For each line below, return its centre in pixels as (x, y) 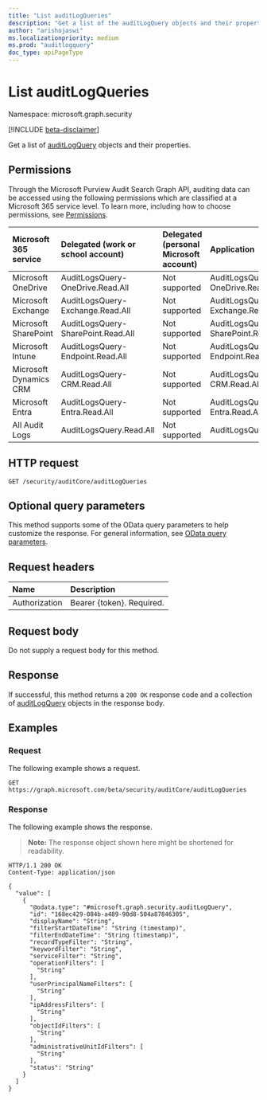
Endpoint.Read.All (94, 356)
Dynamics (31, 379)
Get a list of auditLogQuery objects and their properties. (100, 145)
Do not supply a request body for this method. (84, 650)
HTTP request (44, 463)
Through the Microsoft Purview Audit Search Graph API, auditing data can (129, 189)
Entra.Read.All (87, 412)
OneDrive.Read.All (95, 288)
